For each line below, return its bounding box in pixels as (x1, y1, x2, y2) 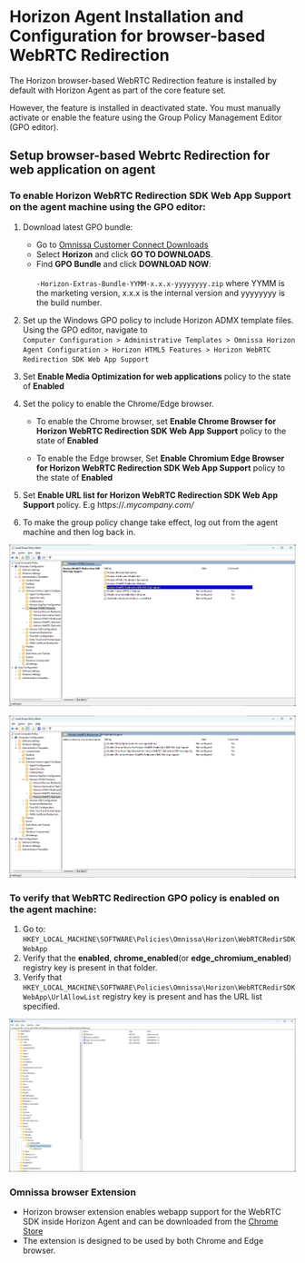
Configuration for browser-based (9, 25, 266, 46)
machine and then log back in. (22, 526, 136, 537)
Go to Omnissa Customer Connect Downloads (35, 239, 209, 250)
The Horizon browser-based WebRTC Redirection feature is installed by (9, 75, 277, 85)
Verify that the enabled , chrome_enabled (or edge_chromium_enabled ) (22, 952, 292, 964)
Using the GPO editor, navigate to (22, 324, 148, 335)
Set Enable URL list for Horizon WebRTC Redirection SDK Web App (22, 489, 279, 501)
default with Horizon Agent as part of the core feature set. (9, 85, 227, 95)
